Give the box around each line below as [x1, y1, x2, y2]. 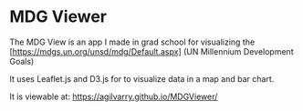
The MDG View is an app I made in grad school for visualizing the [9, 36, 256, 47]
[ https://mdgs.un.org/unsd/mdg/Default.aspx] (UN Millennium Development [9, 45, 294, 56]
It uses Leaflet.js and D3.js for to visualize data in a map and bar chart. [9, 73, 275, 84]
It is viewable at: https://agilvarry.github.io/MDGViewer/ [9, 91, 218, 102]
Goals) [9, 55, 35, 66]
